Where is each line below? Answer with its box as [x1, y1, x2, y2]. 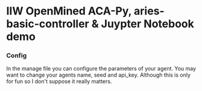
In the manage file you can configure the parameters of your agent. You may [6, 65, 197, 72]
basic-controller [6, 17, 89, 31]
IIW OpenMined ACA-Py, [6, 4, 131, 18]
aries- [133, 4, 165, 18]
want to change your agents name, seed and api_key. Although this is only [6, 71, 191, 79]
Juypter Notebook [101, 17, 194, 31]
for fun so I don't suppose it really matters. [6, 78, 112, 85]
